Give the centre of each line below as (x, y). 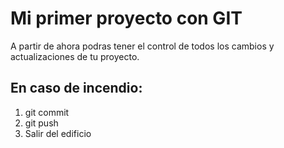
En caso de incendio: (76, 88)
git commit (47, 112)
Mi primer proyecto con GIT (126, 18)
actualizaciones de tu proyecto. (75, 56)
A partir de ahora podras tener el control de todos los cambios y (142, 46)
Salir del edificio (58, 133)
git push (41, 123)
